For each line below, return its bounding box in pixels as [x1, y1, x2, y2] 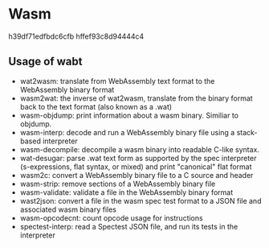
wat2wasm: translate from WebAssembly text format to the [19, 76, 215, 85]
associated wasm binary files [19, 205, 117, 214]
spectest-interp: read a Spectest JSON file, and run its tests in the [19, 221, 238, 231]
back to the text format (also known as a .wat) [19, 101, 173, 111]
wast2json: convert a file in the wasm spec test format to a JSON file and [19, 196, 262, 205]
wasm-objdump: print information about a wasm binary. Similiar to [19, 110, 239, 120]
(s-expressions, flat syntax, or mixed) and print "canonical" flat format [19, 162, 252, 172]
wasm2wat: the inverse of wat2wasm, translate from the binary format [19, 93, 253, 103]
